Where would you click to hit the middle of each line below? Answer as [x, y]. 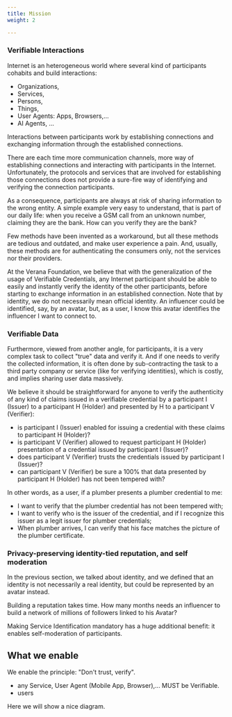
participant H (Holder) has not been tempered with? [91, 479]
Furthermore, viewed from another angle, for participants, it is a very [105, 349]
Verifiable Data [33, 334]
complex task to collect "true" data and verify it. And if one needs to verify [114, 356]
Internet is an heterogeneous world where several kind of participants [107, 65]
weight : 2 [22, 20]
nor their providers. [35, 258]
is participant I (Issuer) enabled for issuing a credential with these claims [121, 428]
